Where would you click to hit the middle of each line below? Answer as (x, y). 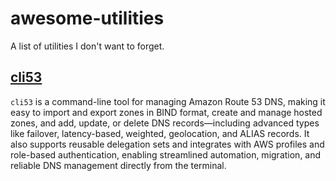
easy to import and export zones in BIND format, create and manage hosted (166, 112)
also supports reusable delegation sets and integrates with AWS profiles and (167, 144)
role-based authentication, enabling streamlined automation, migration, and (166, 154)
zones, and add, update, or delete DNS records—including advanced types (165, 123)
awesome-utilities (87, 18)
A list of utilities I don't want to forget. (87, 46)
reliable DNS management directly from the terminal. (118, 165)
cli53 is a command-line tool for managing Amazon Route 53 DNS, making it (168, 101)
